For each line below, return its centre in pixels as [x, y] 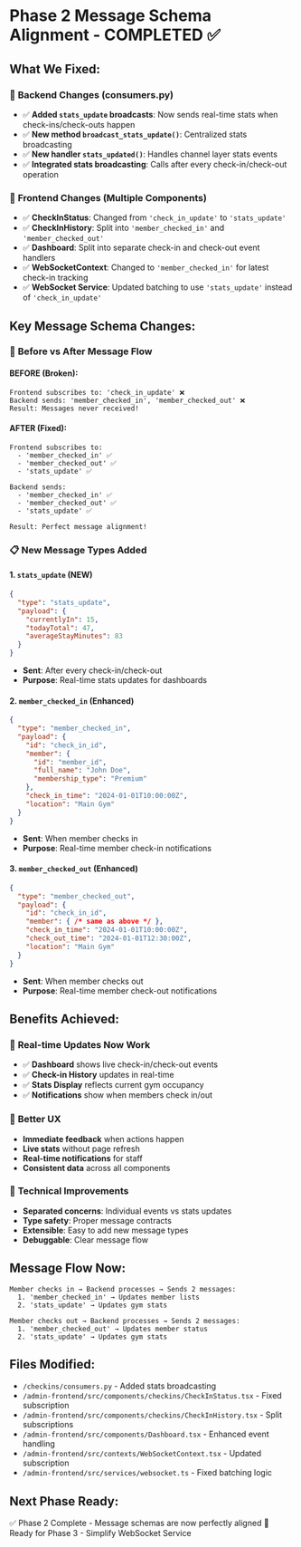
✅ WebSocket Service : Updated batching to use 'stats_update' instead [157, 287]
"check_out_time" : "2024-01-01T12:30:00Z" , [109, 938]
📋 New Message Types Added [78, 550]
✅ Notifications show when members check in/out [118, 1095]
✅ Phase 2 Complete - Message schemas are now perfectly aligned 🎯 [139, 1523]
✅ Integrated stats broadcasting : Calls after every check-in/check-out [155, 164]
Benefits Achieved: [64, 1019]
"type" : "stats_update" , [64, 602]
